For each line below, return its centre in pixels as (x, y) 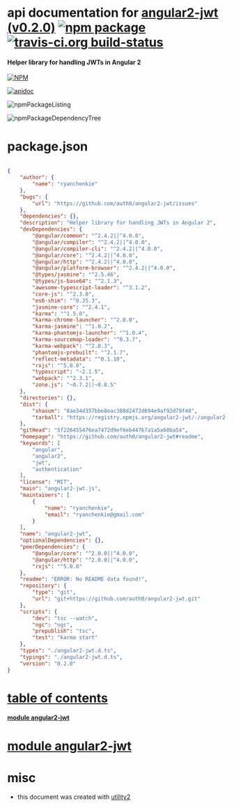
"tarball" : (48, 417)
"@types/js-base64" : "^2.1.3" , (78, 281)
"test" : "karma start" (65, 638)
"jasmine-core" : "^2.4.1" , (71, 307)
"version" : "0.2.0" (48, 664)
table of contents (58, 698)
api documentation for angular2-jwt (113, 13)
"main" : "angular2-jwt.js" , (60, 489)
